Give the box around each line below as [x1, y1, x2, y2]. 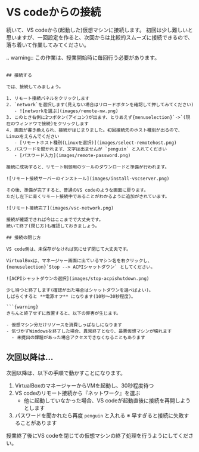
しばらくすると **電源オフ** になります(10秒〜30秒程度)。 [6, 293, 136, 299]
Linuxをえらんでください [6, 133, 60, 139]
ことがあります [20, 419, 57, 426]
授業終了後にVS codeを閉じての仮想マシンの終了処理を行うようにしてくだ [6, 432, 189, 439]
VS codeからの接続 [6, 5, 101, 19]
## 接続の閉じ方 [6, 234, 41, 241]
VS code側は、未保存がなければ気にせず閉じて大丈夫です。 [6, 246, 131, 252]
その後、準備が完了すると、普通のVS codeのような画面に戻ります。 [6, 187, 149, 193]
